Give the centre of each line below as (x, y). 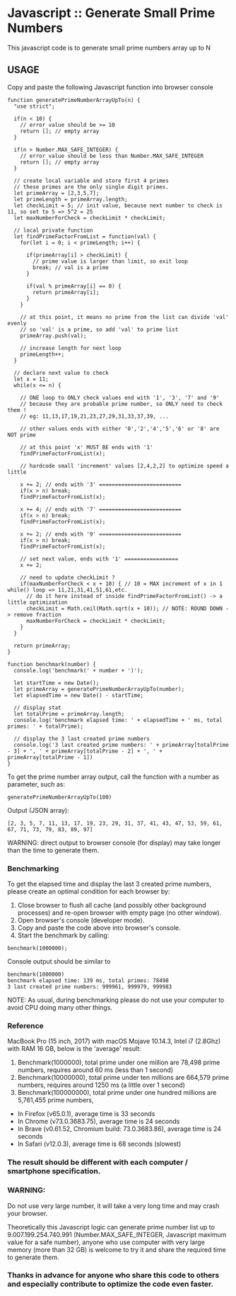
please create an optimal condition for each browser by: (89, 891)
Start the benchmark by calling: (63, 935)
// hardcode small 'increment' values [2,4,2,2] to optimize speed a (125, 466)
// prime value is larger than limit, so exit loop (111, 261)
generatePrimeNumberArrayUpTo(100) (60, 797)
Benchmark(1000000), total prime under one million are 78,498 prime (119, 1063)
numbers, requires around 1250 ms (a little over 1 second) (101, 1085)
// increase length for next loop (71, 348)
